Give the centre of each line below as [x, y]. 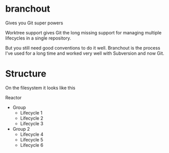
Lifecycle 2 [32, 118]
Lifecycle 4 [32, 134]
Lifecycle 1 [31, 112]
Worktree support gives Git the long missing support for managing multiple [83, 32]
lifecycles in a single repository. [38, 38]
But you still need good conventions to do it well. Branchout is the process [83, 48]
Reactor [13, 97]
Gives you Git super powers [34, 23]
